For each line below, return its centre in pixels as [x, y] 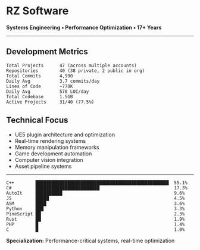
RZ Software [37, 11]
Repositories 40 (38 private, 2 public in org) [76, 71]
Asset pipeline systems [43, 166]
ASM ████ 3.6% [96, 204]
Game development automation [53, 154]
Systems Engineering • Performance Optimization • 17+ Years [84, 27]
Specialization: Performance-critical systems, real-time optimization [90, 240]
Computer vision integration [49, 160]
